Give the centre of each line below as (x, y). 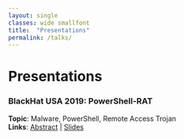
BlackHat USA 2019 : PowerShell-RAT (81, 101)
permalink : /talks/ (40, 38)
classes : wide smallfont (49, 23)
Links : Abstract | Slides (46, 126)
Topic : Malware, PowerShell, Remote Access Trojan (92, 118)
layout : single (33, 15)
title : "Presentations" (49, 30)
